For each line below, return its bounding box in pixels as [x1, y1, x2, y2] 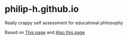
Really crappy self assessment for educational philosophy [4, 20, 123, 26]
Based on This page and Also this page [4, 29, 85, 35]
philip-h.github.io [4, 3, 79, 15]
